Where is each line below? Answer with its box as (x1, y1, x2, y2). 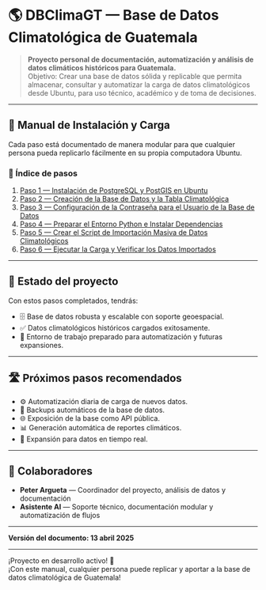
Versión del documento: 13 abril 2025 (8, 533, 135, 543)
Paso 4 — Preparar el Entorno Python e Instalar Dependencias (19, 219, 223, 229)
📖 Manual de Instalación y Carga (8, 119, 170, 132)
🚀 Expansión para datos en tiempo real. (19, 434, 148, 444)
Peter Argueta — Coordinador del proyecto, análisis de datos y (19, 486, 226, 495)
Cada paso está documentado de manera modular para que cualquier (8, 139, 236, 149)
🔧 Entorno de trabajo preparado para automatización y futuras (19, 331, 223, 341)
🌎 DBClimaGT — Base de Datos (8, 6, 219, 25)
